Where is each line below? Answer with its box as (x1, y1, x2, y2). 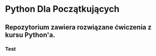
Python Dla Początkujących (5, 3, 120, 15)
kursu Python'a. (5, 30, 55, 39)
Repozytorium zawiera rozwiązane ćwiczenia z (5, 23, 152, 31)
